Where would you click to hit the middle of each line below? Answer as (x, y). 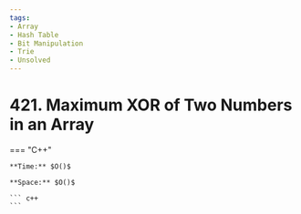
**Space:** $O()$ (42, 182)
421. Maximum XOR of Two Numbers (151, 105)
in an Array (52, 125)
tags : (20, 18)
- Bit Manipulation (47, 43)
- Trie (22, 52)
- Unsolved (30, 60)
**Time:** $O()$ (40, 166)
